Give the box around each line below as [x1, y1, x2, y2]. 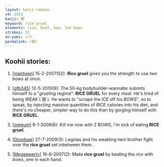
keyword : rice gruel [5, 21, 48, 26]
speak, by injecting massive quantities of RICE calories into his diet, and [12, 102, 158, 108]
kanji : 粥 [5, 16, 25, 21]
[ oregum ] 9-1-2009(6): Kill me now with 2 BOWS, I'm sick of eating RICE [12, 121, 160, 128]
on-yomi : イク [5, 35, 33, 40]
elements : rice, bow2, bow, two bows [5, 26, 83, 30]
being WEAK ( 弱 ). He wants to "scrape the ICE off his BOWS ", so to [12, 96, 151, 102]
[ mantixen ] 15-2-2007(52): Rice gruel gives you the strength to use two [12, 70, 158, 76]
